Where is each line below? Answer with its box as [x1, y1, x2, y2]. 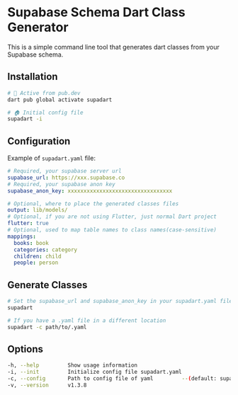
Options [7, 343, 44, 355]
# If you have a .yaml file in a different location [7, 316, 166, 324]
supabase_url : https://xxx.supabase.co [7, 174, 125, 181]
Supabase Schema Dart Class [7, 4, 186, 21]
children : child [13, 253, 62, 260]
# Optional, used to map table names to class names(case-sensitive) [7, 227, 217, 234]
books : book [13, 239, 50, 246]
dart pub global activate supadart [7, 96, 113, 103]
